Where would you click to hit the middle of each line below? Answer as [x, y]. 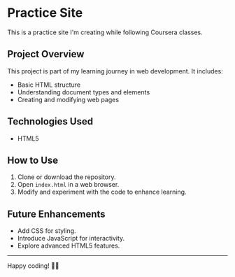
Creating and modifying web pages [68, 99]
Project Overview [46, 54]
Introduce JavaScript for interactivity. [71, 239]
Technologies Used [50, 121]
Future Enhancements [57, 214]
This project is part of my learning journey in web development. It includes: [115, 71]
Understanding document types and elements [84, 92]
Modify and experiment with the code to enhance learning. [102, 192]
